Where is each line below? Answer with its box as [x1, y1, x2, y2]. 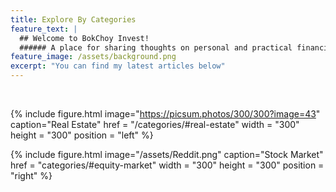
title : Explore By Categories [10, 14, 137, 25]
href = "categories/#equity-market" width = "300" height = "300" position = [10, 159, 325, 171]
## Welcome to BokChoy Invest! [19, 33, 150, 43]
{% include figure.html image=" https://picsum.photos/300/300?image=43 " [10, 108, 321, 120]
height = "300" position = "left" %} [10, 129, 154, 141]
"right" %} [10, 170, 53, 181]
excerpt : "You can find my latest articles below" [10, 61, 226, 71]
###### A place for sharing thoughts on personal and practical [19, 42, 293, 53]
